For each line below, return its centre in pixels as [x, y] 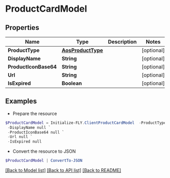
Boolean [72, 83]
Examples [21, 101]
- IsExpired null [25, 142]
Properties [22, 28]
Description [122, 42]
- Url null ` [20, 137]
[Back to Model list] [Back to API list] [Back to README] [63, 170]
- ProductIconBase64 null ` [36, 132]
